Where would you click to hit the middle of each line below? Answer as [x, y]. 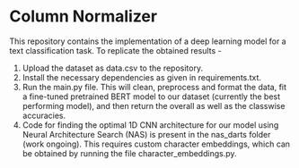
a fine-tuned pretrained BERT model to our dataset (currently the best [151, 97]
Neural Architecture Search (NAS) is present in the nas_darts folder [146, 134]
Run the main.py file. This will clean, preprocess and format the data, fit [154, 87]
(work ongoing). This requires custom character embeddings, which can [156, 144]
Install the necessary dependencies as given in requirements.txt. [142, 77]
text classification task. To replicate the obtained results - [115, 50]
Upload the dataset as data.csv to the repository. [113, 68]
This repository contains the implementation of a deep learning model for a [148, 41]
